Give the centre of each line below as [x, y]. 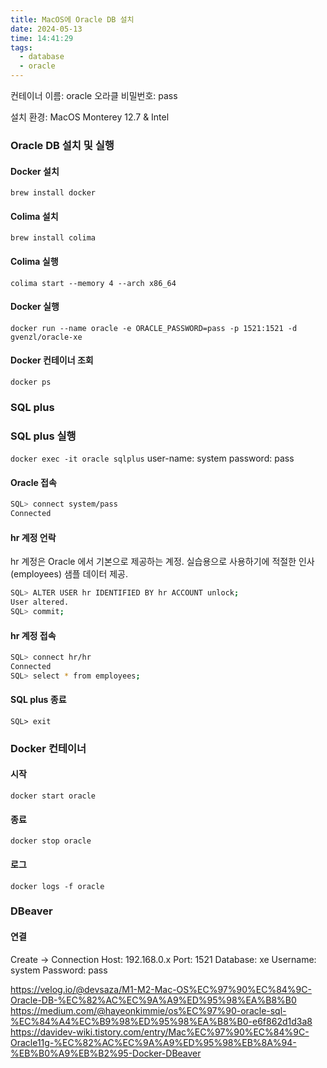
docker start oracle [53, 796]
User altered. [40, 602]
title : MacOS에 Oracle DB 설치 [72, 19]
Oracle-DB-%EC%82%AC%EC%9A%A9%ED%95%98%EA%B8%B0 [153, 1000]
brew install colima [53, 238]
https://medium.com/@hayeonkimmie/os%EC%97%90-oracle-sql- [148, 1010]
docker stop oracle [51, 841]
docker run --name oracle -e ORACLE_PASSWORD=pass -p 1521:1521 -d [154, 328]
